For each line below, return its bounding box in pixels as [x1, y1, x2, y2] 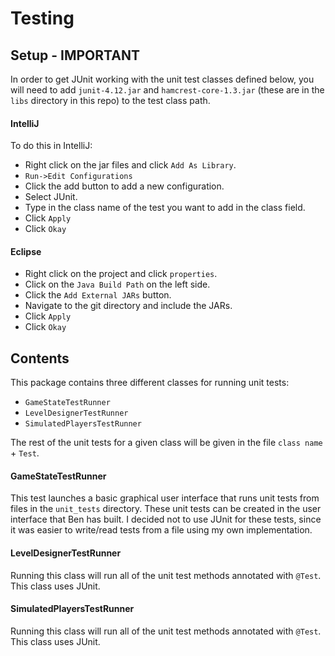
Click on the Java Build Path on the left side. [24, 278, 211, 291]
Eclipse [10, 245, 42, 257]
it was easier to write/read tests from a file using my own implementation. [10, 524, 313, 536]
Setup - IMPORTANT [10, 47, 140, 64]
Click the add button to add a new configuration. [24, 180, 225, 192]
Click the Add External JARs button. [24, 289, 172, 301]
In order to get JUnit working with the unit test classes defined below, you [10, 73, 315, 85]
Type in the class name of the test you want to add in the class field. [24, 202, 306, 214]
